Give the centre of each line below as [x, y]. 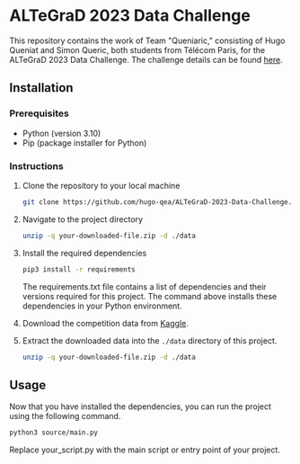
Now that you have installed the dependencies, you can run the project [141, 406]
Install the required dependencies [84, 253]
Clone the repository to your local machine [101, 185]
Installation [41, 88]
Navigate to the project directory [83, 219]
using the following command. [65, 416]
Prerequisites [39, 113]
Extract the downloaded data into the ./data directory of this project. [150, 340]
